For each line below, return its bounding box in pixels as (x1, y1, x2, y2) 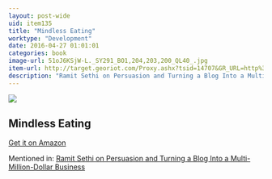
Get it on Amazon (8, 138, 66, 148)
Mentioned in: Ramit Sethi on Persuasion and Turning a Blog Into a (8, 154, 229, 164)
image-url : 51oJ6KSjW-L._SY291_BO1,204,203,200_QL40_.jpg (8, 57, 208, 65)
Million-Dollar (8, 162, 53, 172)
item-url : (8, 65, 42, 73)
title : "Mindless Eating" (8, 27, 96, 35)
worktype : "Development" (8, 34, 92, 43)
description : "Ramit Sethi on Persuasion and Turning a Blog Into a (8, 72, 244, 80)
